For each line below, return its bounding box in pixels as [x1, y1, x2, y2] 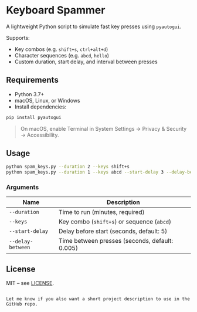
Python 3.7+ [14, 90, 45, 97]
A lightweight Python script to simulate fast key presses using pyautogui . [6, 23, 182, 30]
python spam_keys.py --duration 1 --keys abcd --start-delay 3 [6, 169, 164, 175]
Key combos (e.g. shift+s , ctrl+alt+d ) [14, 45, 108, 53]
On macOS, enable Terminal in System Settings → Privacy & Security [20, 125, 187, 132]
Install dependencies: [14, 103, 67, 110]
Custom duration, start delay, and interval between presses [14, 58, 158, 65]
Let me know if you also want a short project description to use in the [6, 296, 191, 302]
